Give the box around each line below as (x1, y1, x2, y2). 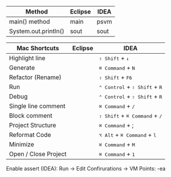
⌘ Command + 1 (98, 150, 136, 158)
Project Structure (9, 121, 57, 129)
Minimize (9, 140, 34, 148)
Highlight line (9, 54, 46, 62)
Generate (9, 64, 35, 71)
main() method (9, 18, 50, 25)
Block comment (9, 112, 52, 120)
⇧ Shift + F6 (98, 73, 133, 81)
